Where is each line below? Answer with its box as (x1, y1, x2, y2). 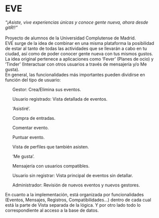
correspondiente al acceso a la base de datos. (5, 207, 99, 213)
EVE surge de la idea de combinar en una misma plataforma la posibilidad (5, 40, 154, 46)
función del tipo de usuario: (5, 77, 61, 83)
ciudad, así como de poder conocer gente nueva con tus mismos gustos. (5, 50, 154, 57)
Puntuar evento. (12, 134, 45, 140)
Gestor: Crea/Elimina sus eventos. (12, 86, 81, 92)
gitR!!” (5, 24, 18, 30)
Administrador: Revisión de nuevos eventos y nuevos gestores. (12, 182, 140, 188)
